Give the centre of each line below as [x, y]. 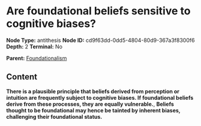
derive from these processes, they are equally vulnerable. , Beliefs [90, 104]
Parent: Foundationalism [37, 58]
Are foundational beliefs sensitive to [98, 11]
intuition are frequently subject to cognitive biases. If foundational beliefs [100, 97]
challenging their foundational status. [54, 116]
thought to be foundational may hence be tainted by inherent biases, [93, 110]
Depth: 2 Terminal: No [34, 47]
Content [22, 77]
